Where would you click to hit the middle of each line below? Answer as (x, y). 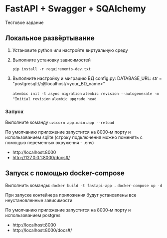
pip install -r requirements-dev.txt (52, 69)
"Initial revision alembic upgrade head (54, 99)
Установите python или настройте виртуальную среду (70, 50)
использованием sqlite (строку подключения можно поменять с (74, 137)
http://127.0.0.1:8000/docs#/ (41, 158)
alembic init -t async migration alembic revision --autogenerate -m (86, 94)
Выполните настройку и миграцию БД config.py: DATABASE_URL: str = (87, 78)
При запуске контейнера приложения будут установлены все (71, 195)
